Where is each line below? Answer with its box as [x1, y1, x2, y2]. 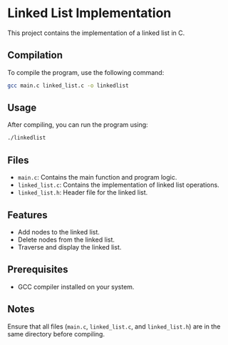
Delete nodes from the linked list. [17, 235, 115, 244]
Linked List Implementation [7, 5, 172, 21]
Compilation [7, 49, 63, 61]
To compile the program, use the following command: [7, 68, 165, 76]
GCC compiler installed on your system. [17, 282, 135, 291]
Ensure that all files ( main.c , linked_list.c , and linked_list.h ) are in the [7, 322, 221, 331]
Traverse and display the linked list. [17, 242, 122, 251]
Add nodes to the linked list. [17, 227, 100, 236]
